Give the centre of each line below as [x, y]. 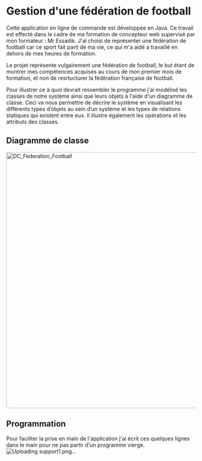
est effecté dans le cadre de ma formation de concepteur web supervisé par [101, 34]
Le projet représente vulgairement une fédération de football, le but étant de [100, 65]
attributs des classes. [33, 121]
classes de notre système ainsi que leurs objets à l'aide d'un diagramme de [99, 96]
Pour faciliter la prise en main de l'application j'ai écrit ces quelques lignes [98, 438]
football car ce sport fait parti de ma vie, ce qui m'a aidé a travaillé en [92, 47]
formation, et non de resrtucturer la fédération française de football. [90, 78]
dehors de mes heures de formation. [51, 53]
